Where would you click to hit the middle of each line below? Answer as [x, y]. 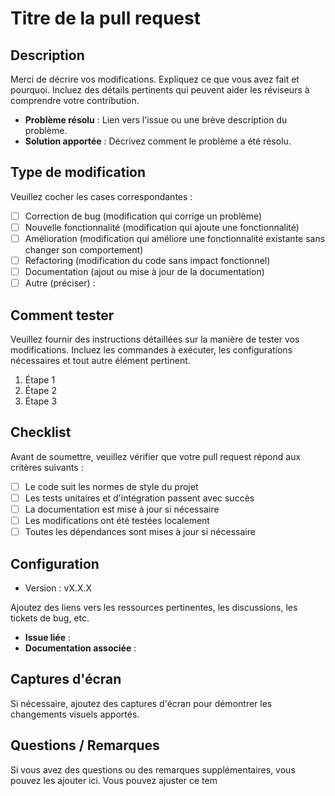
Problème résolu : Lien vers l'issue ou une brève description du [156, 120]
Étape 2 [40, 390]
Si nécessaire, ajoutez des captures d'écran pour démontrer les [141, 703]
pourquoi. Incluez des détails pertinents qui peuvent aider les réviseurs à [160, 90]
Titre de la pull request [105, 18]
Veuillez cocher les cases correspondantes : [101, 196]
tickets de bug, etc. [50, 618]
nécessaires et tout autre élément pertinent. [100, 360]
